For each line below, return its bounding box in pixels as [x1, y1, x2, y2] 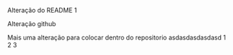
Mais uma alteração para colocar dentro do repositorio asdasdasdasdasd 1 [7, 33, 226, 42]
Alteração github [7, 20, 57, 28]
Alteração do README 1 [7, 6, 77, 14]
